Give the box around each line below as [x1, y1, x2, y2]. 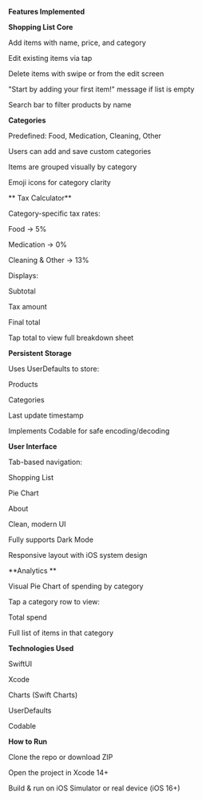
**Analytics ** [8, 566, 57, 576]
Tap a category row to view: [8, 597, 101, 606]
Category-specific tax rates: [8, 208, 101, 218]
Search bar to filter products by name [8, 100, 132, 109]
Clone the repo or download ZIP [8, 753, 113, 762]
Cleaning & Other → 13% [8, 256, 89, 265]
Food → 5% [8, 224, 47, 233]
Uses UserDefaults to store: [8, 364, 100, 374]
